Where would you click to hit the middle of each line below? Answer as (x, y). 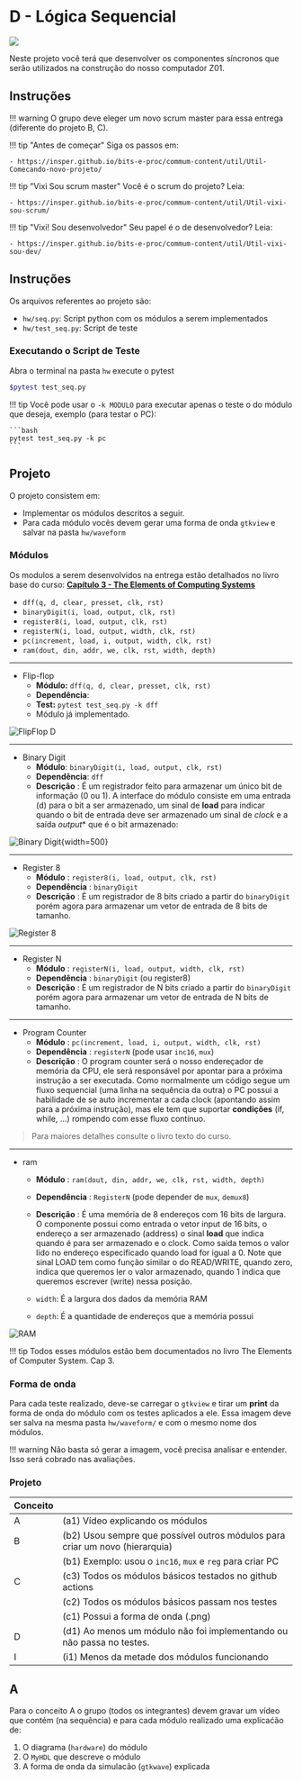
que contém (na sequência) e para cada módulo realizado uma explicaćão (147, 1721)
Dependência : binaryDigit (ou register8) (113, 978)
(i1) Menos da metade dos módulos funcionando (166, 1657)
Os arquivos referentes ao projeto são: (80, 301)
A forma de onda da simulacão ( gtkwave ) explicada (116, 1767)
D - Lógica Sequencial (93, 17)
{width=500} (85, 841)
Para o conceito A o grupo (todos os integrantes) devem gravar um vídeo (145, 1711)
